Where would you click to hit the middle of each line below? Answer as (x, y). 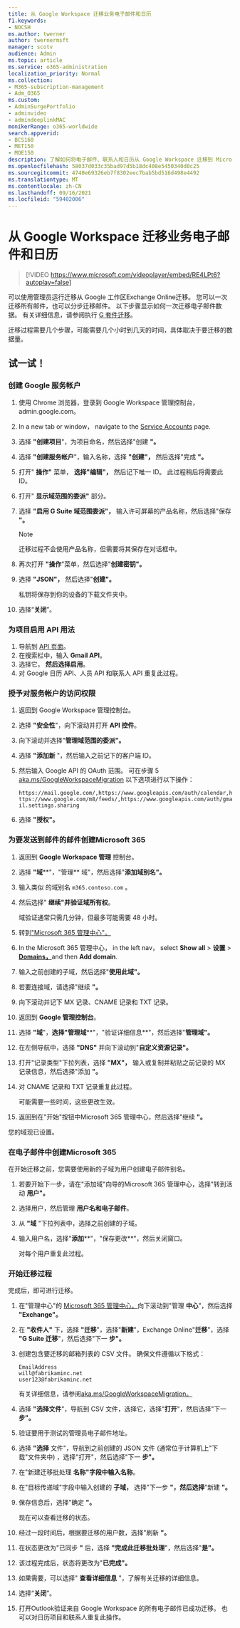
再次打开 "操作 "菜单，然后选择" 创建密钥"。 (82, 564)
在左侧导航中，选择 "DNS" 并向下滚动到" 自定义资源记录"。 (105, 1047)
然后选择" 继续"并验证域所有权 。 (66, 902)
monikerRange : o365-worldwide (53, 126)
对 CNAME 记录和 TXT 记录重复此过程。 (77, 1086)
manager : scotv (31, 47)
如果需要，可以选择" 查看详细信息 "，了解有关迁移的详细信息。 (110, 1578)
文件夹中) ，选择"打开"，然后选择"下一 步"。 (93, 1457)
